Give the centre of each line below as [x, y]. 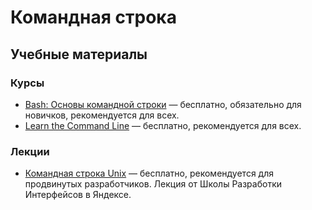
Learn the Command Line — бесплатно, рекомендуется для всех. [163, 125]
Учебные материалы [79, 54]
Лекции [30, 151]
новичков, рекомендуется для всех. [102, 115]
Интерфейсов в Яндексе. [78, 195]
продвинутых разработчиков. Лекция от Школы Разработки [153, 184]
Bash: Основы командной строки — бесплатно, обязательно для [163, 104]
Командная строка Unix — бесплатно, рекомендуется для [149, 173]
